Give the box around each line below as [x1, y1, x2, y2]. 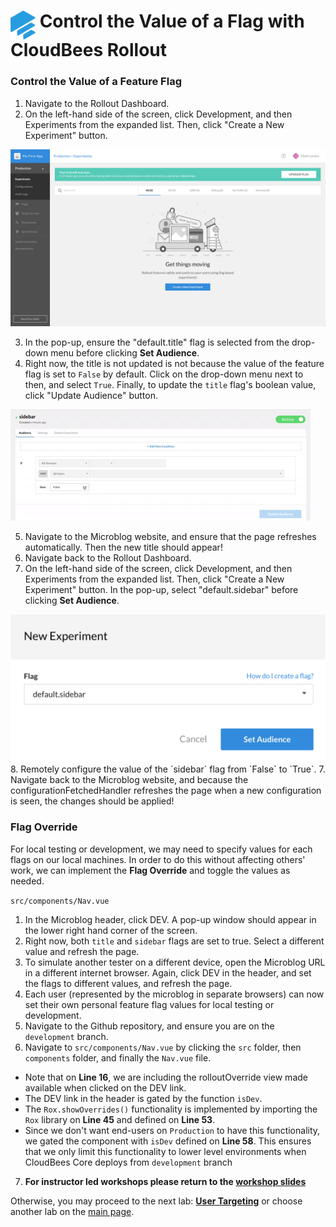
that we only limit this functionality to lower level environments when [24, 1145, 307, 1157]
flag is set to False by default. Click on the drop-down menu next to [24, 368, 304, 380]
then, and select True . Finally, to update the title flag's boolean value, [24, 379, 317, 390]
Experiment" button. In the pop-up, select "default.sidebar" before [24, 584, 299, 595]
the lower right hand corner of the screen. [24, 924, 198, 936]
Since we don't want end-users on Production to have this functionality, [24, 1124, 321, 1136]
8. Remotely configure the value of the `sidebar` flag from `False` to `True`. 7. [10, 763, 326, 775]
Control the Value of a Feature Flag [10, 75, 182, 89]
